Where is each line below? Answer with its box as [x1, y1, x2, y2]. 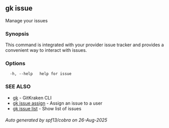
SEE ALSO [5, 83, 31, 90]
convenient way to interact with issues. [5, 47, 88, 53]
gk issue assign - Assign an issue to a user [12, 100, 103, 106]
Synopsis [5, 30, 29, 37]
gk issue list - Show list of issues [12, 105, 81, 111]
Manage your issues [5, 17, 48, 23]
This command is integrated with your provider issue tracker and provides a [5, 42, 164, 48]
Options [5, 60, 25, 67]
